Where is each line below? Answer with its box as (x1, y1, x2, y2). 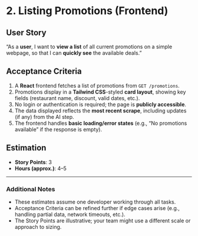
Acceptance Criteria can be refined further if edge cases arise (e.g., (14, 204, 180, 211)
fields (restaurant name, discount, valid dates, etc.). (14, 94, 140, 101)
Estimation (6, 143, 47, 153)
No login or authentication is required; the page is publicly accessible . (14, 101, 187, 108)
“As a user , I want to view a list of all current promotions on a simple (6, 43, 173, 50)
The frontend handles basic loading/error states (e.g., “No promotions (14, 119, 187, 127)
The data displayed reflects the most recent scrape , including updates (14, 107, 187, 114)
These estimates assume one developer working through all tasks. (14, 198, 176, 205)
